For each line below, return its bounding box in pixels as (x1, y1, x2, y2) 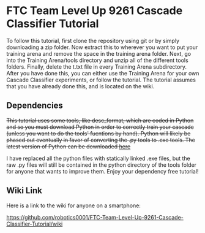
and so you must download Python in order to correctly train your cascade (6, 123, 194, 131)
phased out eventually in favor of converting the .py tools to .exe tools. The (6, 136, 196, 143)
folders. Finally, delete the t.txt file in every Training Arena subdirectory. (6, 63, 187, 71)
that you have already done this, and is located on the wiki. (6, 82, 155, 90)
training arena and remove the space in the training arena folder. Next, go (6, 50, 192, 57)
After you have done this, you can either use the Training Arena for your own (6, 69, 199, 77)
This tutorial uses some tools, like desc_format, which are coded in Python (6, 116, 194, 124)
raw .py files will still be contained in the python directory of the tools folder (6, 161, 197, 169)
